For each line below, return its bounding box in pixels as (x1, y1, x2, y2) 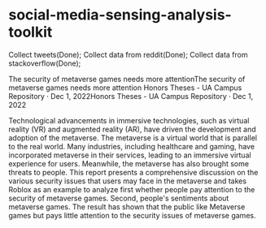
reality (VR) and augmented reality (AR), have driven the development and (8, 124, 256, 134)
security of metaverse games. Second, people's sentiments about (8, 193, 229, 203)
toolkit (8, 23, 53, 41)
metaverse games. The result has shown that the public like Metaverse (8, 201, 246, 212)
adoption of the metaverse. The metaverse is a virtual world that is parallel (8, 132, 258, 143)
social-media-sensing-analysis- (8, 6, 232, 24)
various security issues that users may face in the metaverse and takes (8, 176, 246, 186)
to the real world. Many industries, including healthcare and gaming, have (8, 141, 255, 151)
